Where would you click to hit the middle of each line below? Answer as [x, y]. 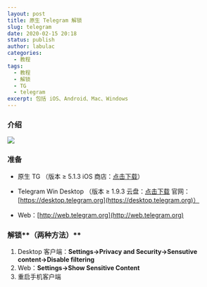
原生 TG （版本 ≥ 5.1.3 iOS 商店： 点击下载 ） [81, 176]
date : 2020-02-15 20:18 [42, 33]
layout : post [26, 14]
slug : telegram [30, 27]
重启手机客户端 [39, 276]
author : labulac [31, 46]
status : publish [31, 40]
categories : [25, 53]
